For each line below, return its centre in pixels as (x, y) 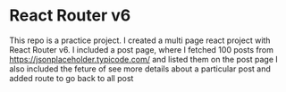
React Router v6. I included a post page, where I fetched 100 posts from (142, 49)
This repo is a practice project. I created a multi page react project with (140, 40)
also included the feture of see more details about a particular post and (140, 69)
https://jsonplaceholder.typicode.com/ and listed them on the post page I (144, 59)
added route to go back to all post (71, 78)
